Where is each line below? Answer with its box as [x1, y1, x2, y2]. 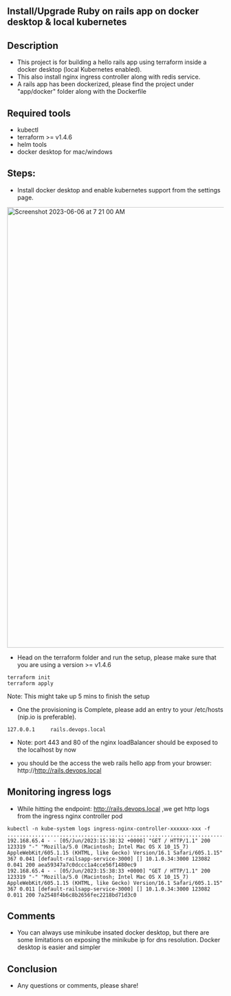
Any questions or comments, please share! [16, 982, 139, 990]
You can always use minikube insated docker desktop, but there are [16, 928, 210, 937]
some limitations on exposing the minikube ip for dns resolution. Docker [16, 936, 221, 944]
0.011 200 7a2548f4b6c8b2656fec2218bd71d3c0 [7, 891, 137, 899]
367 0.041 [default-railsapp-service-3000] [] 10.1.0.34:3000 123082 [7, 855, 211, 862]
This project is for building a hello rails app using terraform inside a [16, 58, 207, 66]
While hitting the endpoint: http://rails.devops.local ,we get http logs [16, 804, 210, 813]
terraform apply [7, 679, 54, 687]
